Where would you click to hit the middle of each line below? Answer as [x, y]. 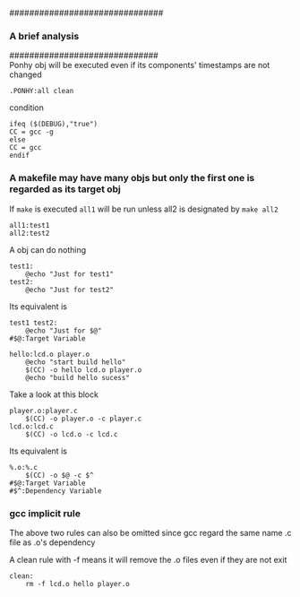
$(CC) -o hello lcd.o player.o [84, 370]
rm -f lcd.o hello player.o [77, 584]
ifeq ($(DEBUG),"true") [54, 125]
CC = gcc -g [31, 132]
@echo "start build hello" [76, 362]
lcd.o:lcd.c [31, 426]
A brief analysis [44, 36]
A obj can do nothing [48, 249]
